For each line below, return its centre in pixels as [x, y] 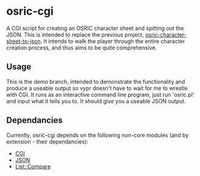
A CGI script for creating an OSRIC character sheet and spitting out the [95, 28]
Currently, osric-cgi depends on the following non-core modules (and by [98, 135]
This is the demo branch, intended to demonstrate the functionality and [96, 81]
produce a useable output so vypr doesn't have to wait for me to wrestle [97, 88]
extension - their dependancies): [47, 141]
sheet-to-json [23, 41]
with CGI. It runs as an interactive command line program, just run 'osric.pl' [100, 94]
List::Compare [33, 166]
